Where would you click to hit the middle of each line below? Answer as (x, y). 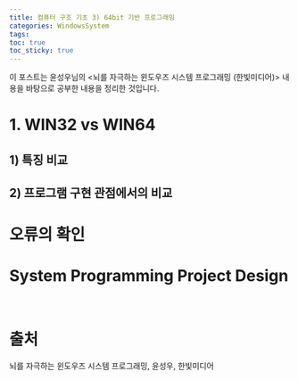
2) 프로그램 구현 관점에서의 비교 (91, 193)
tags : (19, 34)
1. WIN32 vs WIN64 (83, 125)
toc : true (28, 42)
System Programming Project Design (149, 276)
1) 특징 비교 (39, 160)
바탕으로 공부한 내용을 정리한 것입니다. (92, 88)
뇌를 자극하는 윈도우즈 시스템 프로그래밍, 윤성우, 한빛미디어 (112, 366)
